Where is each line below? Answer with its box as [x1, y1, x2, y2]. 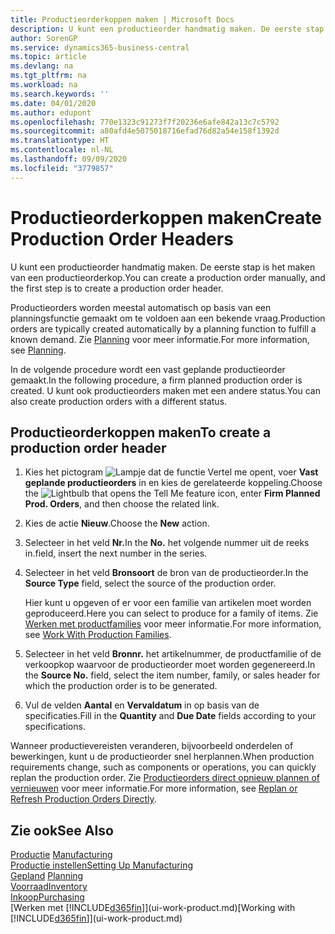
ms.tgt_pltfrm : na [10, 71, 87, 81]
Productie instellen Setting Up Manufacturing [10, 859, 193, 871]
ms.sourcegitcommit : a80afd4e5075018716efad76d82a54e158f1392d [10, 126, 280, 136]
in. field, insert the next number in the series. [24, 547, 208, 560]
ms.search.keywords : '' [10, 89, 110, 99]
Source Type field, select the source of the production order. [24, 577, 277, 590]
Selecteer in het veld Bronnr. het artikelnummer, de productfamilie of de [24, 648, 322, 660]
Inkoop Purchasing [10, 891, 85, 903]
